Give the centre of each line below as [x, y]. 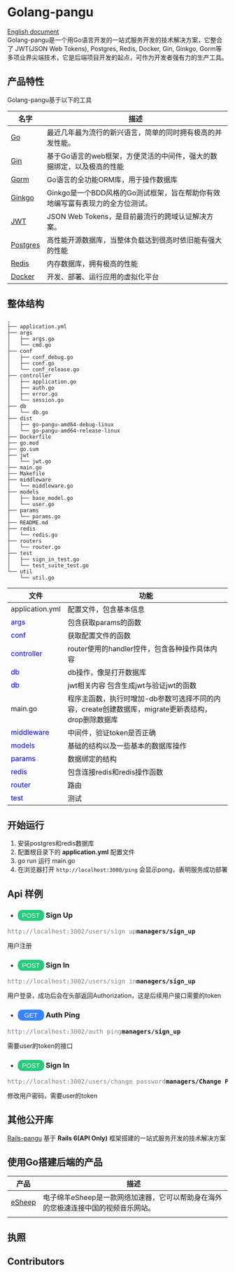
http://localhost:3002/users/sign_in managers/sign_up [101, 981]
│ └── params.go [34, 516]
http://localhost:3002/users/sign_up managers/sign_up [101, 931]
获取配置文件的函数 [99, 636]
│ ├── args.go [31, 339]
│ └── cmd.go [29, 345]
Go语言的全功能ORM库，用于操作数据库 [112, 179]
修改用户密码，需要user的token [52, 1096]
